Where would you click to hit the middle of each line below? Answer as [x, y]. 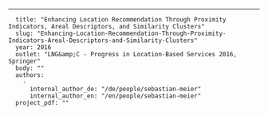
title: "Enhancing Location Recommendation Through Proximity [121, 20]
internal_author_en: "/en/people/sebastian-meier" [115, 96]
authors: [30, 75]
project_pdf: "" [42, 103]
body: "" [30, 68]
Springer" [25, 61]
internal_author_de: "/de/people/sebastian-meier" [115, 89]
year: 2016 [33, 48]
